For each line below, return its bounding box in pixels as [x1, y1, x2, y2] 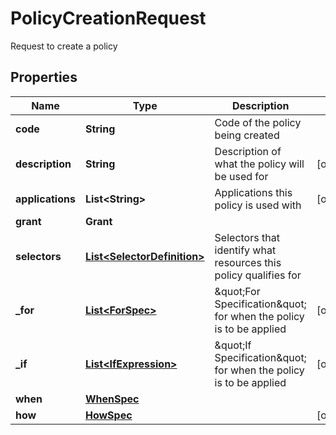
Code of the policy [214, 115, 302, 129]
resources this [214, 255, 282, 269]
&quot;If [214, 338, 252, 352]
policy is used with [214, 198, 302, 212]
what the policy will [214, 157, 305, 171]
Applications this [214, 185, 293, 199]
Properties [10, 69, 78, 86]
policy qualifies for [214, 268, 302, 282]
